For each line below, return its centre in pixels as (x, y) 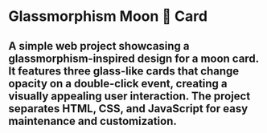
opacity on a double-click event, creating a (118, 83)
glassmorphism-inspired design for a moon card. (133, 58)
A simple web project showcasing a (99, 46)
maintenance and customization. (92, 121)
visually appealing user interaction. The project (129, 96)
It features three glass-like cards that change (124, 71)
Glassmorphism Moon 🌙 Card (108, 16)
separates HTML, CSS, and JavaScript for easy (128, 109)
